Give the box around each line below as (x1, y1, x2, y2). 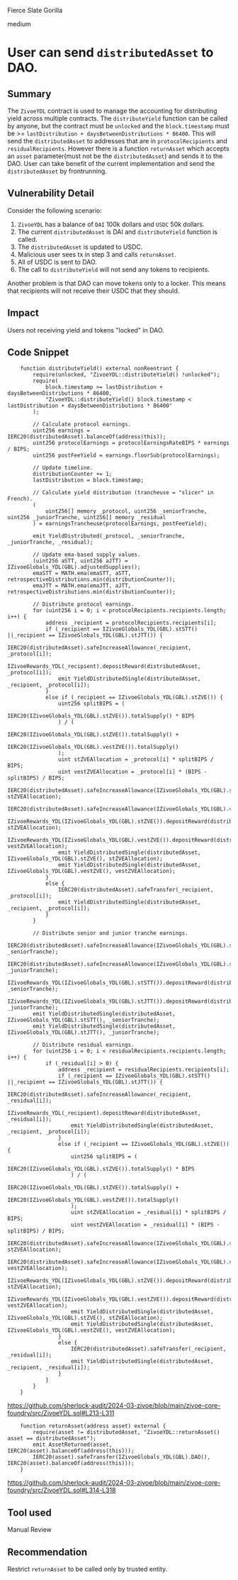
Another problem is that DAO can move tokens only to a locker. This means (7, 279, 226, 287)
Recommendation (7, 1546, 87, 1558)
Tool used (7, 1506, 52, 1518)
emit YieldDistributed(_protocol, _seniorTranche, (33, 533, 186, 540)
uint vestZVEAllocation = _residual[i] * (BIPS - (70, 1221, 220, 1229)
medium (7, 20, 31, 28)
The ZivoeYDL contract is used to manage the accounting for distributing (7, 106, 217, 115)
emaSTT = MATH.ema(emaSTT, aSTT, (33, 570, 132, 577)
